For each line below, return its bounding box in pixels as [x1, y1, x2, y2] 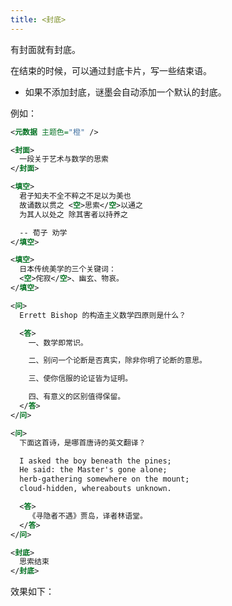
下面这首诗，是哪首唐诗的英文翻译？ [19, 437, 147, 448]
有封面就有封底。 [10, 43, 81, 55]
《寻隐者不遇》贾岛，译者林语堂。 [28, 511, 148, 521]
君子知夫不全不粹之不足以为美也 [19, 191, 132, 201]
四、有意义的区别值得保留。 [28, 392, 126, 402]
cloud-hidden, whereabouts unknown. [19, 484, 172, 494]
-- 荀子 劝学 [19, 227, 68, 238]
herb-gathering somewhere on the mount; [19, 474, 190, 485]
